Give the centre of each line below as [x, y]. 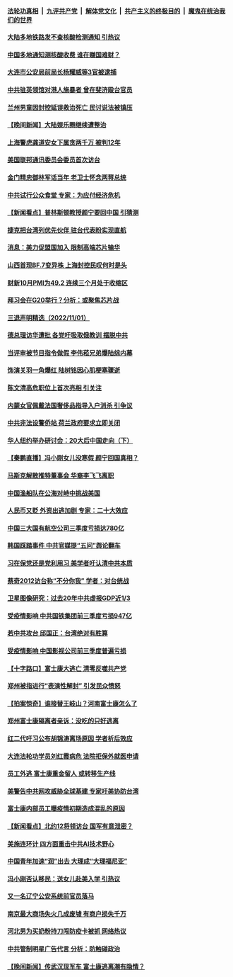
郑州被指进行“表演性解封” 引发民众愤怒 [64, 686]
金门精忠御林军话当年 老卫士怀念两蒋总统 [67, 177]
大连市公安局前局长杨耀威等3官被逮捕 [62, 72]
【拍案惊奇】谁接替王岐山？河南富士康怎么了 [72, 703]
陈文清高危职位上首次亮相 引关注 [55, 388]
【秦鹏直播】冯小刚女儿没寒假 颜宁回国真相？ [73, 458]
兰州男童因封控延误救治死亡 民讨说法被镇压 [70, 107]
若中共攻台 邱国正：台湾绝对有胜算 [58, 633]
